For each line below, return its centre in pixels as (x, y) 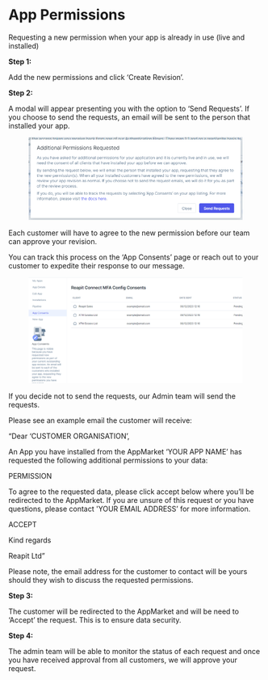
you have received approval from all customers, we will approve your (123, 660)
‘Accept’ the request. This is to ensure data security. (95, 620)
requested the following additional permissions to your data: (108, 460)
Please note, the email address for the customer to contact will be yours (128, 572)
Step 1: (20, 61)
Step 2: (21, 93)
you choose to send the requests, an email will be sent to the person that (129, 117)
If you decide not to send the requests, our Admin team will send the (122, 396)
